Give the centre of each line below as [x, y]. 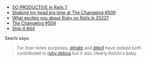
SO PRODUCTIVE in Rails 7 [40, 7]
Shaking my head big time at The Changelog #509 [64, 12]
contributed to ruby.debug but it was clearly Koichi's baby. [77, 53]
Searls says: [17, 38]
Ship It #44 [23, 28]
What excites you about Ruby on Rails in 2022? [60, 18]
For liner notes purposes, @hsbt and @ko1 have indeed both [79, 48]
